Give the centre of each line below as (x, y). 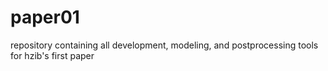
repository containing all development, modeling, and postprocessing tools (164, 45)
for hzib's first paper (52, 55)
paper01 (45, 17)
